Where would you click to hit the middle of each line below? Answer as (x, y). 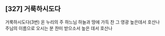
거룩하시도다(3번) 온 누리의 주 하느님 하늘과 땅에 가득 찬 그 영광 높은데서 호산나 (82, 22)
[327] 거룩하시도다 (33, 9)
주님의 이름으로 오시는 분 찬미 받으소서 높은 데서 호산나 (59, 28)
